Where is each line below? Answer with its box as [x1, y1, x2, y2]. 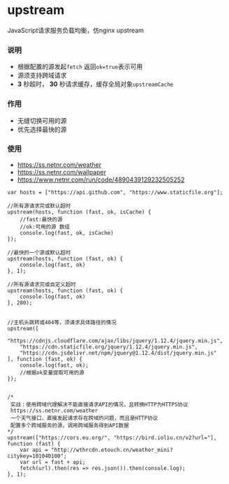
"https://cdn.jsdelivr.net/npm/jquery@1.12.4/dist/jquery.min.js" [20, 349, 217, 356]
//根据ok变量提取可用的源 [20, 369, 85, 376]
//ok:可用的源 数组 [20, 223, 70, 230]
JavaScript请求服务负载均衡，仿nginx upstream [7, 26, 145, 34]
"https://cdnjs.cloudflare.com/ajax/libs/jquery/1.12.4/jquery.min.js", [7, 337, 223, 344]
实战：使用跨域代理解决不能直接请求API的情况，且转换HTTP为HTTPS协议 [10, 401, 189, 408]
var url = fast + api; [20, 458, 86, 466]
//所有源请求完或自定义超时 [7, 281, 77, 288]
